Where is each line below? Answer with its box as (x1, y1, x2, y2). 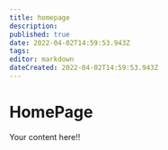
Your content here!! (9, 131, 81, 142)
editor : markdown (9, 55, 75, 64)
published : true (9, 30, 70, 39)
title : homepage (9, 13, 70, 22)
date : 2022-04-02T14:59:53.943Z (9, 38, 130, 48)
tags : (9, 47, 30, 56)
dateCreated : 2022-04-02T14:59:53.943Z (9, 64, 159, 73)
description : (9, 22, 58, 31)
